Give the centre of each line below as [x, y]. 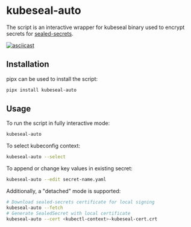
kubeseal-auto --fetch [35, 208]
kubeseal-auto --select [36, 157]
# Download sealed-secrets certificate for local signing [80, 202]
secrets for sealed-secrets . [40, 33]
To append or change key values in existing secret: [69, 168]
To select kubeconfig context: [43, 146]
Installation [28, 64]
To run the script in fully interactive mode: [58, 123]
